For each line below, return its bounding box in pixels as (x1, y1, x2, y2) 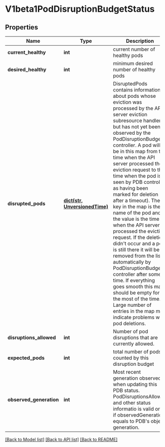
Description (126, 38, 154, 44)
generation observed (112, 375, 162, 382)
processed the (112, 228, 146, 235)
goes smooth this (112, 283, 153, 290)
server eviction (112, 111, 148, 118)
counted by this (112, 355, 149, 361)
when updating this (112, 381, 157, 387)
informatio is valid (112, 406, 154, 412)
